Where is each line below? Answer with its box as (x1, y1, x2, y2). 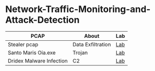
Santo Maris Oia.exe (8, 49, 56, 56)
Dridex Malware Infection (8, 57, 68, 64)
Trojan (73, 49, 88, 56)
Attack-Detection (5, 14, 80, 26)
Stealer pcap (8, 41, 39, 48)
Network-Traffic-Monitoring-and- (5, 4, 151, 15)
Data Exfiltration (73, 41, 111, 48)
